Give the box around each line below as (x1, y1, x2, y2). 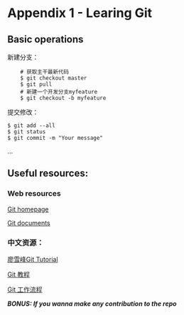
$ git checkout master (20, 74, 87, 82)
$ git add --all (7, 122, 55, 129)
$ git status (7, 128, 46, 136)
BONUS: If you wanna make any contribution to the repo (7, 299, 177, 308)
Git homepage (7, 204, 49, 214)
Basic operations (7, 33, 84, 45)
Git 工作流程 (7, 285, 43, 294)
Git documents (7, 219, 51, 227)
